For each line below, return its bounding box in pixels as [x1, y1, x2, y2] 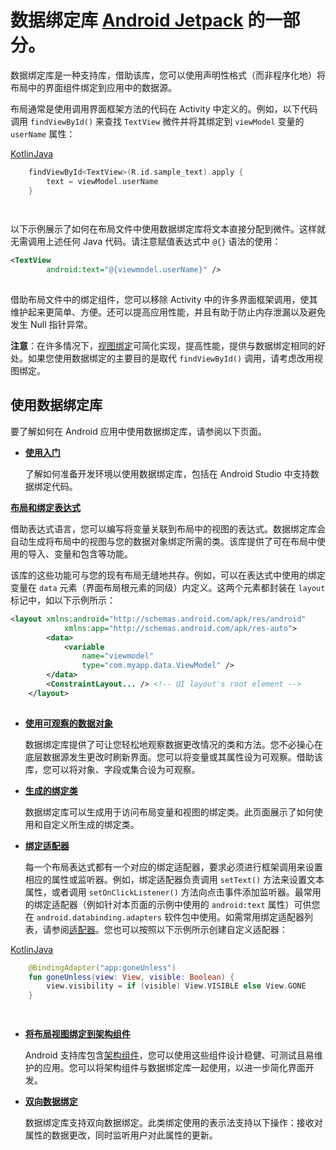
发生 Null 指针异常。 [10, 319, 93, 331]
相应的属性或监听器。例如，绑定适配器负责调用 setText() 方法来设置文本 [24, 873, 325, 885]
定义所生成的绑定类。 [51, 818, 140, 830]
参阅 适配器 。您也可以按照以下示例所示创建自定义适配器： [51, 923, 288, 935]
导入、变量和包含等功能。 [27, 547, 133, 560]
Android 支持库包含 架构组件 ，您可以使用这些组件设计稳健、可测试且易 [24, 1049, 315, 1061]
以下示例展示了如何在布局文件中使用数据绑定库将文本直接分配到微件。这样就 [10, 223, 326, 235]
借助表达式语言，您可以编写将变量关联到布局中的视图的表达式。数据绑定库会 [10, 522, 326, 535]
